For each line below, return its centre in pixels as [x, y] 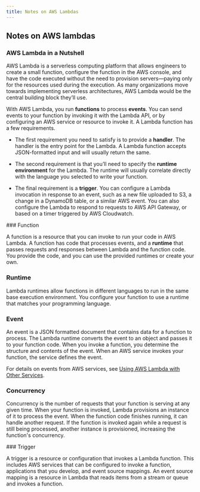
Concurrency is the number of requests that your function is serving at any [98, 404]
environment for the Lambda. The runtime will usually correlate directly [103, 170]
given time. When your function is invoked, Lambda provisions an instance [98, 410]
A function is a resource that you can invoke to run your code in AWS [91, 237]
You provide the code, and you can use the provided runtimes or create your [100, 256]
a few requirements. [31, 128]
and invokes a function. [35, 484]
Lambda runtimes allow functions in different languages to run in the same [98, 291]
